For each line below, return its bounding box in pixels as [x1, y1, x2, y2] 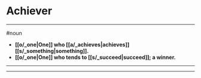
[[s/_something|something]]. [14, 47, 89, 54]
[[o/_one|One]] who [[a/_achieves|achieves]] [14, 40, 130, 48]
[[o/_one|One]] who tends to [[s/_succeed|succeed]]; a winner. [14, 54, 176, 61]
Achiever [6, 4, 53, 18]
